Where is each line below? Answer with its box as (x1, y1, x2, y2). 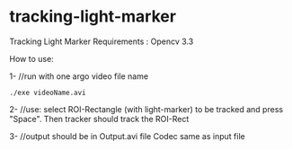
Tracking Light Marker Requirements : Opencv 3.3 (9, 36, 194, 47)
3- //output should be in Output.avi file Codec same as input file (9, 130, 245, 141)
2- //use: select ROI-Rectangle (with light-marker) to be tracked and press (9, 103, 284, 114)
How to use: (9, 53, 54, 64)
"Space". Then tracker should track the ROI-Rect (9, 113, 190, 124)
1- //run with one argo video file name (9, 70, 149, 82)
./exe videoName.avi (9, 88, 87, 97)
